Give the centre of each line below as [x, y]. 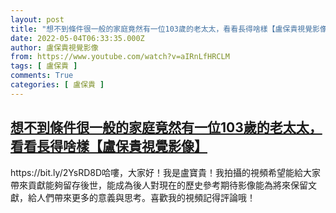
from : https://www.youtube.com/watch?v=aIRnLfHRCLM [120, 57]
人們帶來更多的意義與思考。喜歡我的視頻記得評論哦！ [146, 197]
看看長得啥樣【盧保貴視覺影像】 [109, 146]
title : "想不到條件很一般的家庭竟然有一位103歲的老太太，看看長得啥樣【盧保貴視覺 [161, 29]
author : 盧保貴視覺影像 [54, 47]
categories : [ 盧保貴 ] [57, 85]
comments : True [42, 76]
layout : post [37, 19]
